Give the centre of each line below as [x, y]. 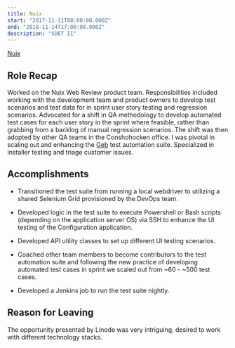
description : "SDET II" [42, 33]
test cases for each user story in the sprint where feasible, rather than [108, 122]
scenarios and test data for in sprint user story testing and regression [107, 108]
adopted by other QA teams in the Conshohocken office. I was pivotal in [111, 137]
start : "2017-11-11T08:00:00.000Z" [59, 20]
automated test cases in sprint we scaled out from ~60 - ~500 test [114, 269]
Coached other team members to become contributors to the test [112, 254]
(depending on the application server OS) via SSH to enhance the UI [116, 219]
